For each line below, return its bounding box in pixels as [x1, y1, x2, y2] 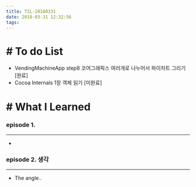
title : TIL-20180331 [6, 8, 57, 15]
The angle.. [14, 175, 42, 182]
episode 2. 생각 [6, 155, 49, 164]
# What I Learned [6, 100, 91, 113]
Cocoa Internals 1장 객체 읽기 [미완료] [14, 79, 102, 86]
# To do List [6, 44, 63, 58]
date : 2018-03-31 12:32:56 [6, 14, 72, 20]
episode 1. [6, 121, 36, 129]
